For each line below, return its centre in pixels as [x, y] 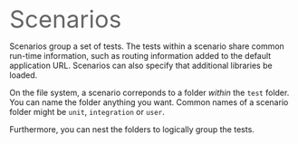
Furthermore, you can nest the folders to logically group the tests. [132, 130]
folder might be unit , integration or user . [87, 112]
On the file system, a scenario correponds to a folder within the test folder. [149, 92]
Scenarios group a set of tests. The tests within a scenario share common [147, 46]
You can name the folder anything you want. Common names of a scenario [149, 102]
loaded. [24, 75]
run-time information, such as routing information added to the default [140, 56]
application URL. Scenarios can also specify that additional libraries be [141, 65]
